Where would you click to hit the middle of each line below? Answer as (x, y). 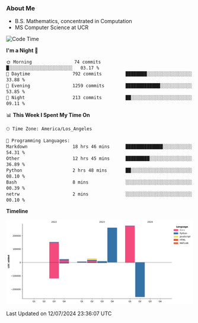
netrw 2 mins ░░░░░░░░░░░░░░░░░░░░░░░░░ (99, 194)
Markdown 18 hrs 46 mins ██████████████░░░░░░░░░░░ (99, 147)
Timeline (17, 211)
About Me (21, 8)
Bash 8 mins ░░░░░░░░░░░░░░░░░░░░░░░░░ (99, 182)
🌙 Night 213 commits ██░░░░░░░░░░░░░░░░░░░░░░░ (99, 98)
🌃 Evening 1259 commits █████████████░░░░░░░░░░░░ (99, 86)
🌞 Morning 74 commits (54, 62)
